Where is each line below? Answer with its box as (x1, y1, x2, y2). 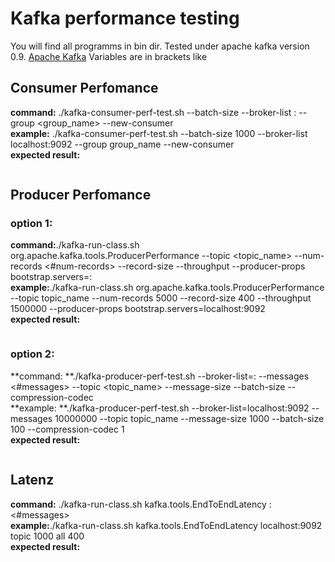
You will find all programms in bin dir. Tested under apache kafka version (10, 40, 310, 52)
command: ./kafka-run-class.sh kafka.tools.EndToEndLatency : (10, 498, 272, 510)
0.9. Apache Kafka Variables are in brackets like (10, 50, 208, 62)
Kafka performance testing (10, 7, 240, 30)
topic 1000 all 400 (10, 530, 85, 542)
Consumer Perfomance (10, 80, 159, 97)
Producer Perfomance (10, 187, 152, 204)
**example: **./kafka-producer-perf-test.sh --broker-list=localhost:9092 (10, 402, 310, 414)
